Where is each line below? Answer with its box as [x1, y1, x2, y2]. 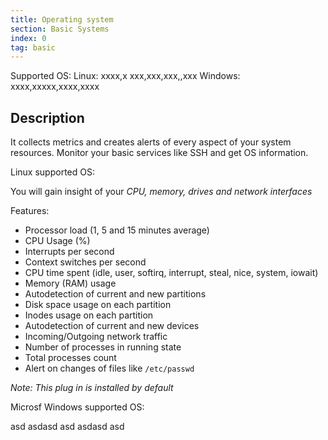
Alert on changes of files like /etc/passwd [24, 362, 195, 375]
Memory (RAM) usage [24, 277, 117, 290]
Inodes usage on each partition [24, 309, 154, 321]
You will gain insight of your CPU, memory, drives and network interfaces [10, 186, 313, 198]
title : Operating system [10, 14, 114, 25]
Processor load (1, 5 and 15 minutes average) [24, 224, 210, 236]
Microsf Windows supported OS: [10, 401, 145, 413]
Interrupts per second [24, 246, 115, 258]
